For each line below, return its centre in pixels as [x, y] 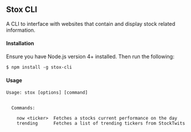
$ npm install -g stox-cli [39, 67]
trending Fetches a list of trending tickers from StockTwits [101, 123]
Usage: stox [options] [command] [47, 93]
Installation [20, 43]
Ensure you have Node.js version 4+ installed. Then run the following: [90, 57]
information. [21, 30]
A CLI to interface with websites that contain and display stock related [91, 23]
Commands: [23, 108]
